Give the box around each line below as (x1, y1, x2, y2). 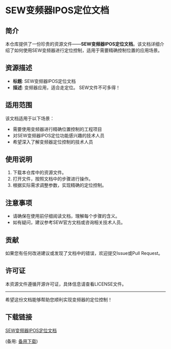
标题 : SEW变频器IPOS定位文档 (12, 78, 76, 84)
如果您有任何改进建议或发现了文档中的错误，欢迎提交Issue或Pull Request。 (5, 250, 163, 256)
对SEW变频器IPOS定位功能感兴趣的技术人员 (12, 132, 105, 138)
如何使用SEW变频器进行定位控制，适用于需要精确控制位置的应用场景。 (14, 47, 163, 53)
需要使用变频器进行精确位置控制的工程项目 (12, 126, 102, 132)
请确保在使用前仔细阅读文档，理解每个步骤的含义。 (12, 213, 120, 219)
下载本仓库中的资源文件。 (12, 169, 67, 176)
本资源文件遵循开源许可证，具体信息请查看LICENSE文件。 (5, 281, 127, 287)
